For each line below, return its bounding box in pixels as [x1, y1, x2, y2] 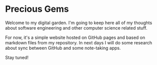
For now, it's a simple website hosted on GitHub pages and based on [5, 34, 145, 40]
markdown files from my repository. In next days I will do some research [5, 39, 153, 45]
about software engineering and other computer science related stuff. [5, 25, 148, 31]
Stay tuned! [5, 54, 29, 60]
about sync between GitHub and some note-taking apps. [5, 45, 121, 51]
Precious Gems [5, 3, 69, 15]
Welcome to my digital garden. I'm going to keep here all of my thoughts [5, 20, 153, 26]
